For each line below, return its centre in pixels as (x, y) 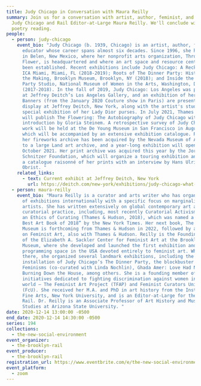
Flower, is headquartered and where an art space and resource (103, 62)
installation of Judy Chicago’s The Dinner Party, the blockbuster (108, 262)
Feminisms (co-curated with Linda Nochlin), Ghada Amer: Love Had (106, 268)
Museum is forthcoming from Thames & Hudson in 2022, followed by (106, 229)
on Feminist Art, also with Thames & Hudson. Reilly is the (98, 234)
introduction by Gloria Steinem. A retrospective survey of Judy (105, 123)
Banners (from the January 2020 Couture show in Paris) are (98, 101)
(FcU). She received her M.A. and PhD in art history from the (103, 290)
